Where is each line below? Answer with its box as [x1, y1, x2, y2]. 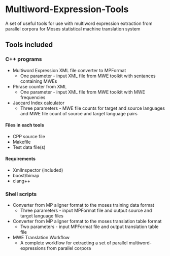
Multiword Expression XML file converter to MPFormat [12, 67, 126, 73]
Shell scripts [5, 190, 37, 198]
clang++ [12, 178, 30, 184]
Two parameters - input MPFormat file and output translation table [20, 223, 159, 230]
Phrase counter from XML [12, 83, 67, 89]
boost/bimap [12, 173, 40, 179]
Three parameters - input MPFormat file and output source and [20, 207, 152, 214]
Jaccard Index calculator [12, 100, 65, 106]
